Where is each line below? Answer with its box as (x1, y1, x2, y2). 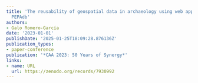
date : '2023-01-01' (6, 30, 54, 36)
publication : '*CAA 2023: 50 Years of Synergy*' (6, 52, 128, 58)
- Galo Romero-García (6, 25, 60, 31)
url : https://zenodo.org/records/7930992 (11, 68, 115, 74)
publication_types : (6, 41, 54, 47)
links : (6, 57, 22, 63)
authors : (6, 19, 28, 25)
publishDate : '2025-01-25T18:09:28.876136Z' (6, 36, 117, 41)
